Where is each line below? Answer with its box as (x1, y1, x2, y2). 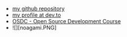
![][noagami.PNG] (12, 24, 57, 31)
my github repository (12, 5, 65, 12)
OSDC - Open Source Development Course (12, 18, 121, 24)
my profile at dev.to (12, 11, 61, 18)
